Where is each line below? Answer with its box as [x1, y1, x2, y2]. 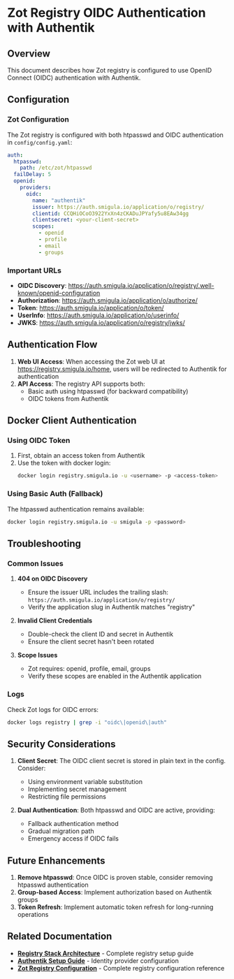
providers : [20, 184, 52, 191]
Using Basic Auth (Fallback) [7, 489, 103, 499]
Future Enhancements [7, 855, 106, 866]
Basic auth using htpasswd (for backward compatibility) [27, 386, 189, 396]
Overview [7, 48, 51, 59]
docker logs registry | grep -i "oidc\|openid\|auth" [7, 718, 168, 726]
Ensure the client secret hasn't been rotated [27, 637, 154, 646]
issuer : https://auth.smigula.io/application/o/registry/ [32, 203, 205, 210]
